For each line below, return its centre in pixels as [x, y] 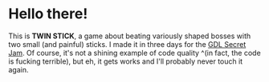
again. [19, 69]
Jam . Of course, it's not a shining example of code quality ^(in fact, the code [134, 53]
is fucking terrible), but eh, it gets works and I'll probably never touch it [126, 61]
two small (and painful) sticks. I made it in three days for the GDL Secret [127, 44]
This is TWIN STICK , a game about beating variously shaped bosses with [130, 36]
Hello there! [48, 14]
